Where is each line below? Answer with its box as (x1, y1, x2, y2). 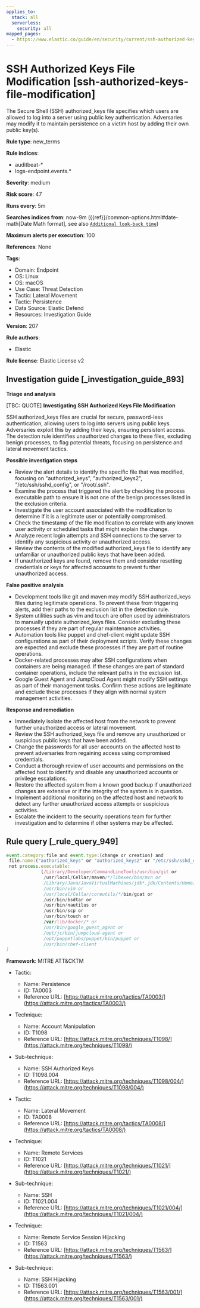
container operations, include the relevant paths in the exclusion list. (14, 669, 183, 676)
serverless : (11, 20, 42, 26)
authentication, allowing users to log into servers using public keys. (6, 419, 171, 427)
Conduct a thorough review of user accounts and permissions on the (14, 762, 184, 769)
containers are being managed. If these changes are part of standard (14, 662, 185, 670)
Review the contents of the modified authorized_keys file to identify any (14, 544, 191, 551)
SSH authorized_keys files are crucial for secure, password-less (6, 413, 164, 420)
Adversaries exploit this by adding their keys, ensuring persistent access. (6, 426, 186, 433)
